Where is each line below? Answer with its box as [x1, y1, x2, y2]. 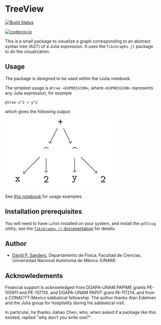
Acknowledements [5, 272, 63, 280]
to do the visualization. [5, 49, 50, 54]
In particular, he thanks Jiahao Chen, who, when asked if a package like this [5, 309, 156, 315]
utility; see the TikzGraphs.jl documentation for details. [5, 226, 116, 231]
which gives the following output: [5, 108, 71, 114]
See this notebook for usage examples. [5, 193, 83, 199]
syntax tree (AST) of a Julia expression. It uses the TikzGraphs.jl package [5, 43, 153, 49]
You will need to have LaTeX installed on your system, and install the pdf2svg [5, 220, 156, 226]
